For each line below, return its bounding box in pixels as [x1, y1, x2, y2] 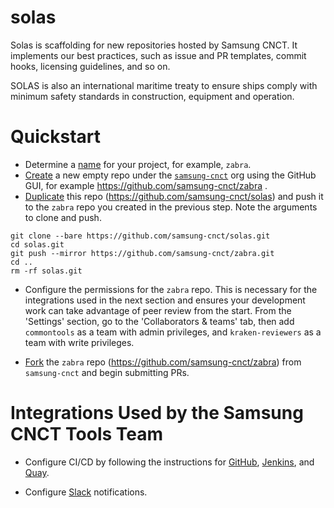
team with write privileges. [24, 336, 135, 348]
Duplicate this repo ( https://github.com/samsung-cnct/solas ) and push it [24, 190, 324, 202]
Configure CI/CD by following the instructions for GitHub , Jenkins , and [24, 456, 315, 468]
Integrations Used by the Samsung [10, 402, 304, 425]
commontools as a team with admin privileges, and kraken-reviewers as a [24, 326, 322, 338]
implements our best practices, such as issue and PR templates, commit [10, 49, 307, 61]
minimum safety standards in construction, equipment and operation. [10, 90, 295, 102]
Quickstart [10, 126, 102, 148]
